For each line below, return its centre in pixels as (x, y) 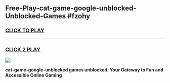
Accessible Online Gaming (34, 75)
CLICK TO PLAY (25, 31)
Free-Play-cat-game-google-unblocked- (71, 8)
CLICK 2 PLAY (23, 49)
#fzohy (79, 16)
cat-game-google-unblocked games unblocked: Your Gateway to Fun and (84, 69)
